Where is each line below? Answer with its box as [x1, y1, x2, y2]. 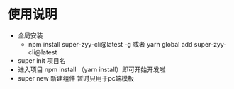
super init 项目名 [17, 56, 66, 64]
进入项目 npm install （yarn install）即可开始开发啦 [17, 65, 166, 73]
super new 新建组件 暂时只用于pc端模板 [17, 73, 135, 82]
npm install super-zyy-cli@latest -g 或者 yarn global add [28, 40, 193, 48]
